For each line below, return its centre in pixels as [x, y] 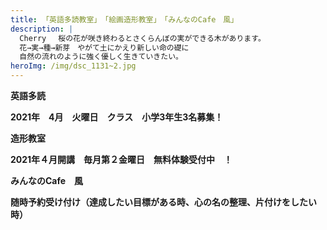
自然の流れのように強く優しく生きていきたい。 [101, 57]
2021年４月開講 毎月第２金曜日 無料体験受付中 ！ [121, 159]
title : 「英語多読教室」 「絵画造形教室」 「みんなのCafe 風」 [124, 19]
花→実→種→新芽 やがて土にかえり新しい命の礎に [104, 47]
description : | [42, 29]
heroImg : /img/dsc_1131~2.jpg [73, 66]
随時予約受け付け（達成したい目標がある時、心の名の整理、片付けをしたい [163, 202]
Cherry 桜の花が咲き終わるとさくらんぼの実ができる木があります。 [142, 38]
